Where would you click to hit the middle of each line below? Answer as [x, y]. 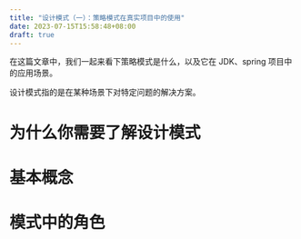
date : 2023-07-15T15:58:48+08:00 [73, 26]
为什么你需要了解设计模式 [105, 132]
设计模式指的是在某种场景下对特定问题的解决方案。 [105, 93]
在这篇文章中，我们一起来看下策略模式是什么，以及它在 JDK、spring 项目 [147, 62]
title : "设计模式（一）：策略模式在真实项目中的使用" [97, 18]
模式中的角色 [58, 222]
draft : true [32, 35]
